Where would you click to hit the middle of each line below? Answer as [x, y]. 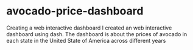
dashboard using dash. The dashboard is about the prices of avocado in [97, 34]
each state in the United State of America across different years [86, 40]
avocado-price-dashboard [75, 11]
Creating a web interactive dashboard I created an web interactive [89, 28]
